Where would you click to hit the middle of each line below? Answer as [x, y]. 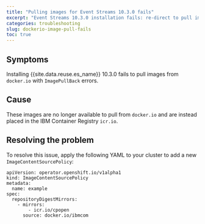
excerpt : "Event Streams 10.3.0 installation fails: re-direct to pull [99, 18]
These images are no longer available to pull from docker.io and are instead [102, 114]
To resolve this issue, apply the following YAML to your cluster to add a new [102, 155]
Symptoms [27, 60]
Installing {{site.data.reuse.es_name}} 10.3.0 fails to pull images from [92, 74]
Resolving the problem [50, 140]
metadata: [19, 183]
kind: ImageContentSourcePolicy [47, 178]
